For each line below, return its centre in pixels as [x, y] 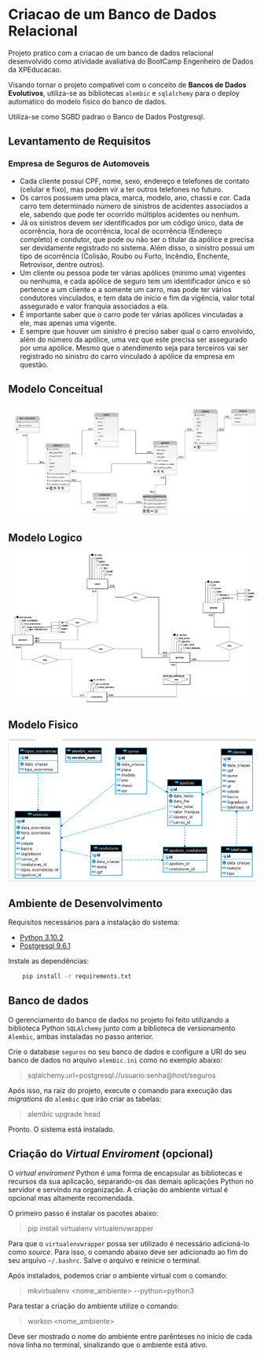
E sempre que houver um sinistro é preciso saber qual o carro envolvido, [137, 331]
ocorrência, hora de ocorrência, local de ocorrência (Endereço [121, 231]
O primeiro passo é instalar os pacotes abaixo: [83, 1213]
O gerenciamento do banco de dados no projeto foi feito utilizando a [119, 1019]
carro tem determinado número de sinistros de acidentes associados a [134, 206]
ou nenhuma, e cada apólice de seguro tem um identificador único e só [135, 281]
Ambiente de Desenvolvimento [86, 903]
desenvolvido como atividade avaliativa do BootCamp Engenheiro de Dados [131, 61]
